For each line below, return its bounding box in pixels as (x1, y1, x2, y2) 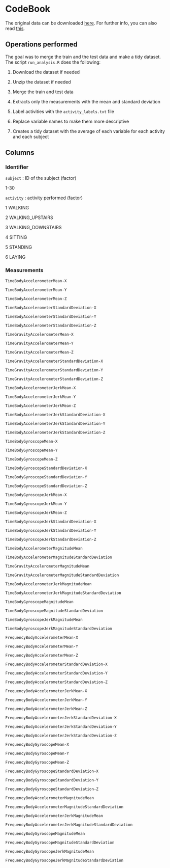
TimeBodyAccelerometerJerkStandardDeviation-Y (5, 421, 106, 426)
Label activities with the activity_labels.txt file (12, 108, 114, 115)
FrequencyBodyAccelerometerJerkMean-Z (5, 706, 87, 711)
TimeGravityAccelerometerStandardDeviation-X (5, 359, 103, 364)
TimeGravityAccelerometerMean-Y (5, 341, 74, 346)
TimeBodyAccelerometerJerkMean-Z (5, 403, 76, 408)
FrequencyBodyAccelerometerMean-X (5, 635, 79, 640)
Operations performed (5, 40, 78, 49)
